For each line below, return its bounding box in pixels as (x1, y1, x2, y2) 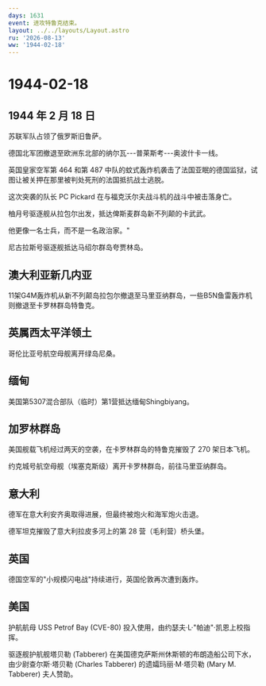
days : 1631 (8, 11, 44, 20)
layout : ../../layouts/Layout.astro (8, 26, 129, 34)
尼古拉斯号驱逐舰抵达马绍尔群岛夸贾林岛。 (8, 243, 148, 252)
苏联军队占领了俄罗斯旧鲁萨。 (8, 132, 106, 141)
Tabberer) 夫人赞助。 (8, 669, 78, 679)
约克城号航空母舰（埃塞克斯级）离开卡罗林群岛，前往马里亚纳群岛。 (8, 461, 231, 471)
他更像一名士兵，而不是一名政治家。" (8, 225, 130, 235)
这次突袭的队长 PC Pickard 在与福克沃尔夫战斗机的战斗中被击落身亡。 (8, 192, 237, 202)
